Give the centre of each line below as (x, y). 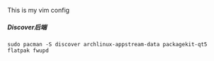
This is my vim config (38, 10)
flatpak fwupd (28, 50)
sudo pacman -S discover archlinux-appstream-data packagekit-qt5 (107, 44)
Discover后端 (27, 27)
